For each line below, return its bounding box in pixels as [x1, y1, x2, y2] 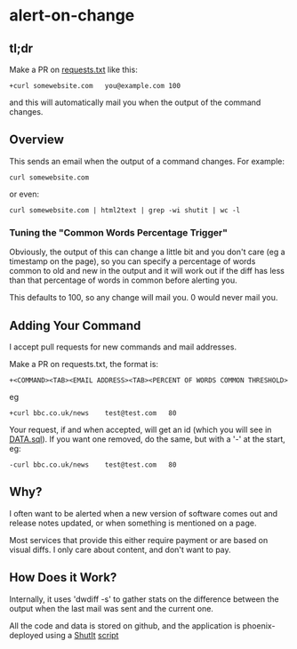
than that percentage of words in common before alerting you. [9, 275, 237, 285]
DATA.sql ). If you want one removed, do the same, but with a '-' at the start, [9, 433, 286, 445]
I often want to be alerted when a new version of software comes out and [9, 508, 278, 518]
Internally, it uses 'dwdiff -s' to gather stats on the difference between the [9, 593, 279, 605]
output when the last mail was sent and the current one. [9, 603, 213, 613]
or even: [9, 188, 40, 199]
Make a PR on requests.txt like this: [9, 64, 138, 75]
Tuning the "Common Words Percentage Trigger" [9, 226, 229, 238]
